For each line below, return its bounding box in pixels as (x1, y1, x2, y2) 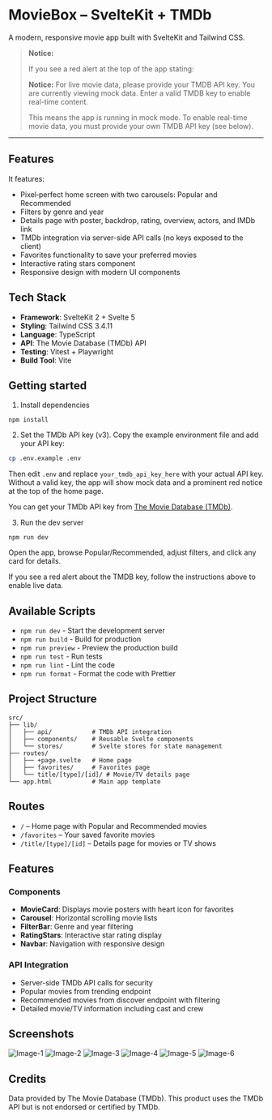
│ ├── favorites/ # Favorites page (8, 763, 151, 771)
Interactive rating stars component (19, 258, 136, 268)
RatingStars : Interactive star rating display (19, 930, 162, 940)
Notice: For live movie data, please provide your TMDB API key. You (28, 79, 256, 89)
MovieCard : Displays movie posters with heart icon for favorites (19, 904, 235, 914)
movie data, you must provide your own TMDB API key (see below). (28, 121, 253, 131)
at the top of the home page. (8, 487, 104, 496)
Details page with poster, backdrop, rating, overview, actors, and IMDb (19, 215, 256, 225)
